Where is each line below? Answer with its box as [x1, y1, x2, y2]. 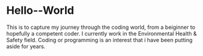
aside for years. [6, 43, 46, 50]
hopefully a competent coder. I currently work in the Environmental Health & [6, 30, 197, 37]
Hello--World [6, 4, 74, 17]
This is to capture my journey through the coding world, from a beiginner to [6, 23, 196, 31]
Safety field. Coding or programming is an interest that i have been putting [6, 36, 193, 43]
